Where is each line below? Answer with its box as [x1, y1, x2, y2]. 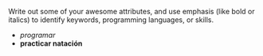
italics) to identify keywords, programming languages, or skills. [8, 15, 214, 24]
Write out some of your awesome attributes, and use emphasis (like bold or [8, 7, 255, 16]
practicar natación [19, 39, 83, 48]
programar [19, 31, 56, 39]
